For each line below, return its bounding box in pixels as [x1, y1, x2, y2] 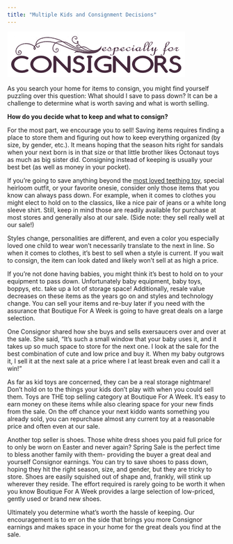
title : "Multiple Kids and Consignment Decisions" [7, 11, 157, 18]
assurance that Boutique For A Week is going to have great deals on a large [7, 306, 223, 315]
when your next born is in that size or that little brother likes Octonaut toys [7, 148, 220, 156]
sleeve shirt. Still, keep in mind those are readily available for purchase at [7, 206, 217, 214]
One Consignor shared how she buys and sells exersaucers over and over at [7, 327, 226, 336]
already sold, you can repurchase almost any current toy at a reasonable [7, 414, 215, 423]
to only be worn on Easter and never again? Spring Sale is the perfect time [7, 443, 220, 451]
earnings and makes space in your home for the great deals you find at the [7, 522, 221, 531]
